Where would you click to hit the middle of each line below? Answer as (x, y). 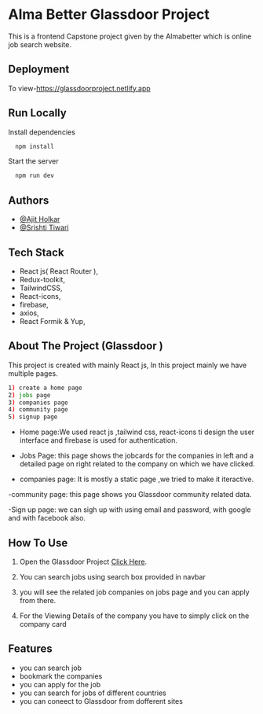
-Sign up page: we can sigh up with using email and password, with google (130, 510)
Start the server (33, 161)
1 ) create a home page (45, 388)
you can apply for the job (60, 684)
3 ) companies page (38, 403)
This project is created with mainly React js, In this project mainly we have (128, 365)
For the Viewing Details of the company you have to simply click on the (134, 616)
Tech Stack (36, 252)
